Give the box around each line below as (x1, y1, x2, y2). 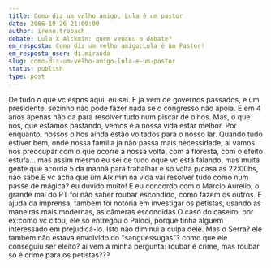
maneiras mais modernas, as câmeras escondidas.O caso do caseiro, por (8, 206, 254, 216)
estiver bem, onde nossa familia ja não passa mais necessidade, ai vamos (8, 137, 256, 147)
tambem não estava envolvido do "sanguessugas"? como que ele (8, 232, 228, 242)
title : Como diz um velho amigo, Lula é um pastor (8, 11, 183, 20)
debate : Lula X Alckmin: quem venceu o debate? (8, 34, 173, 43)
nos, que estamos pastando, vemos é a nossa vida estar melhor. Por (8, 120, 237, 130)
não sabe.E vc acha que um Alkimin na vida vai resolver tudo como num (8, 172, 249, 182)
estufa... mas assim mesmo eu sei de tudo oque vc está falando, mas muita (8, 155, 260, 165)
